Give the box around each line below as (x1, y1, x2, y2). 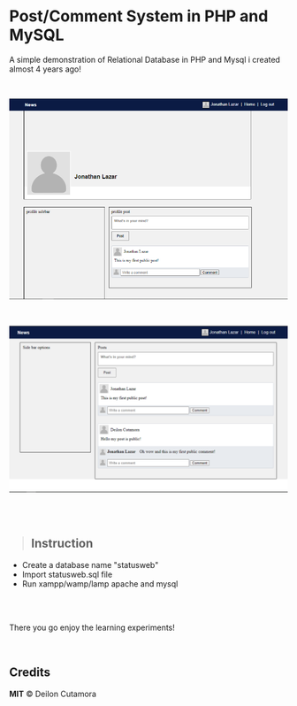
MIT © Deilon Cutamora (9, 688, 97, 699)
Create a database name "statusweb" (21, 559, 159, 570)
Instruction (30, 536, 94, 551)
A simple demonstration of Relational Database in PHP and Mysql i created (9, 54, 281, 65)
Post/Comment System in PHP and (9, 6, 269, 27)
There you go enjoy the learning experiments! (9, 622, 175, 633)
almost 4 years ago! (9, 64, 82, 74)
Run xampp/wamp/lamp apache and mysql (21, 578, 179, 589)
